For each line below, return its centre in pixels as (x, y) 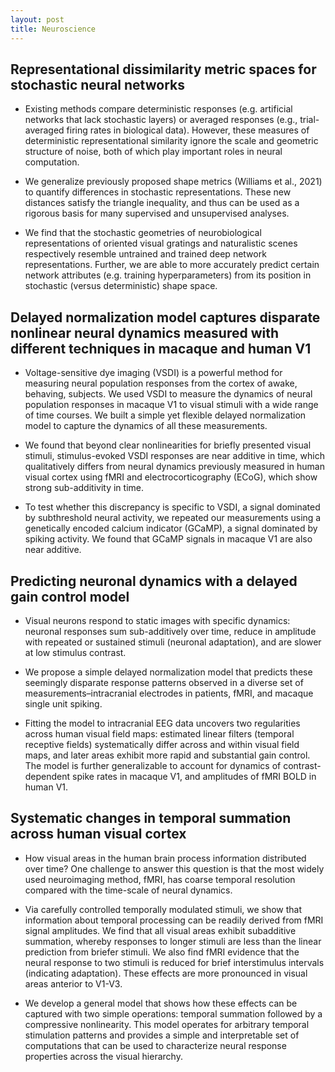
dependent (47, 776)
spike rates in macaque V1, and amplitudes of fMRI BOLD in (194, 776)
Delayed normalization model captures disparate (165, 317)
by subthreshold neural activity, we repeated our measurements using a (173, 518)
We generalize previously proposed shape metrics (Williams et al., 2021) (173, 182)
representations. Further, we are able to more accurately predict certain (172, 265)
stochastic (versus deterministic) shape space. (121, 286)
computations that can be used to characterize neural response (155, 1045)
